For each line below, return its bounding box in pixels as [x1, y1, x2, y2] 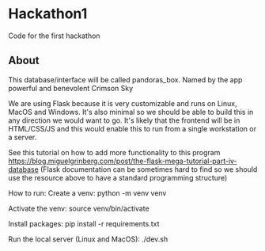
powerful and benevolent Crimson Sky [8, 83, 134, 93]
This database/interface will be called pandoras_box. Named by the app [8, 74, 243, 84]
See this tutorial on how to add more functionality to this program [8, 147, 221, 157]
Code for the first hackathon [8, 31, 100, 40]
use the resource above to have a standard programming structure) [8, 173, 228, 182]
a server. [8, 132, 37, 142]
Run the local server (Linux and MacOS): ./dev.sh [8, 234, 168, 244]
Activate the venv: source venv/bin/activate [8, 203, 150, 213]
